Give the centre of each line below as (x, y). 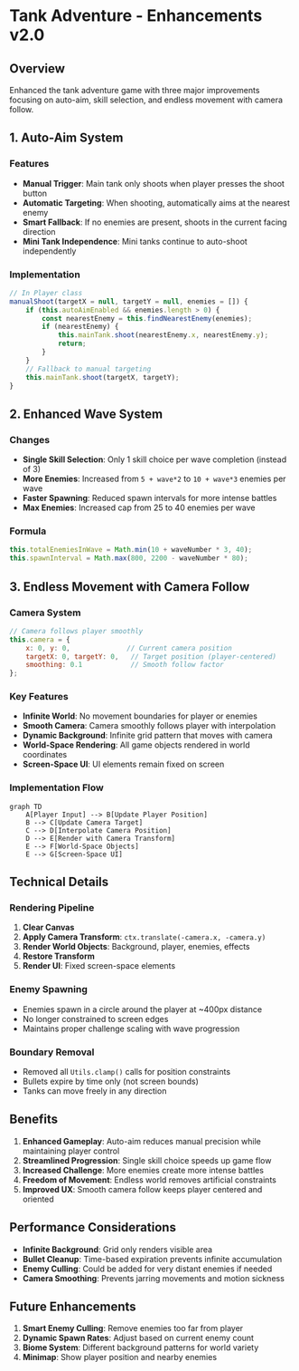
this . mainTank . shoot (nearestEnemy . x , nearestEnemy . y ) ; (163, 335)
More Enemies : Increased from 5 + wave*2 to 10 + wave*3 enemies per (154, 479)
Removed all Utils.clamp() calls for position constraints (126, 1072)
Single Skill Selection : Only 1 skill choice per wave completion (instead (154, 459)
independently (49, 251)
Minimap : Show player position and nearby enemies (120, 1357)
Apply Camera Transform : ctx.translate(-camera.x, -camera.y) (144, 937)
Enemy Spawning (48, 990)
